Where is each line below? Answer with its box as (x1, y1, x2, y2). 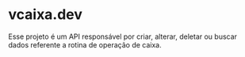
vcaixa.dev (8, 6, 83, 24)
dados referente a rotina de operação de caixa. (8, 40, 163, 49)
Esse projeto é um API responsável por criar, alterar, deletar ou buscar (8, 32, 238, 41)
